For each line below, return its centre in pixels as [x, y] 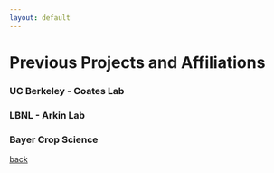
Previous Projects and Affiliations [137, 62]
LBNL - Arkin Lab [47, 115]
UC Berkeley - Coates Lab [67, 91]
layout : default [40, 18]
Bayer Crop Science [54, 139]
